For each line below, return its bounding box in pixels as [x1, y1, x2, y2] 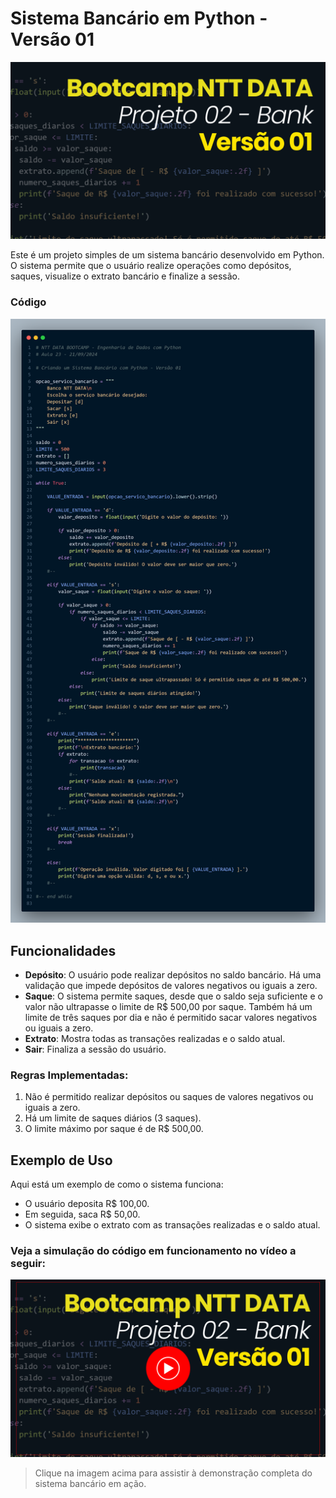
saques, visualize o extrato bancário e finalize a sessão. [10, 270, 241, 282]
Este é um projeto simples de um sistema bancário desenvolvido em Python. [10, 249, 325, 261]
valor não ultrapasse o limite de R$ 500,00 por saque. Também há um [24, 1001, 313, 1013]
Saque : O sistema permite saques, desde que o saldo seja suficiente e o [24, 990, 323, 1002]
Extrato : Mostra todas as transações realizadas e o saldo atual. [24, 1033, 286, 1045]
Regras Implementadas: [10, 1068, 129, 1082]
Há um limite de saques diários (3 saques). [24, 1112, 202, 1124]
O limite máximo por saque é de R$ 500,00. [24, 1123, 204, 1135]
